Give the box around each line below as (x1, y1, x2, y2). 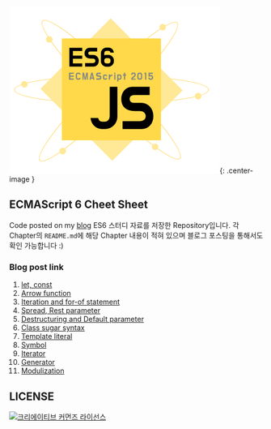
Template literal (20, 332, 73, 341)
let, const (20, 280, 53, 290)
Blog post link (9, 261, 64, 272)
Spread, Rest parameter (20, 306, 100, 315)
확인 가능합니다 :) (9, 240, 64, 250)
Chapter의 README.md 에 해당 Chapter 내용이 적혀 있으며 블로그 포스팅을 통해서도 (9, 230, 264, 240)
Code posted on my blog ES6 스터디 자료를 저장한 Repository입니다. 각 (9, 220, 239, 230)
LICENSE (9, 389, 55, 403)
